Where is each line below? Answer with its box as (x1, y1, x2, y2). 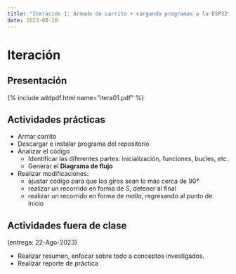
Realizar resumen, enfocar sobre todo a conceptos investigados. (17, 252, 205, 260)
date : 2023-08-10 (7, 17, 58, 24)
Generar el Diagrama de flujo (27, 162, 114, 170)
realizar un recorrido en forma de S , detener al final (27, 184, 177, 193)
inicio (27, 199, 44, 207)
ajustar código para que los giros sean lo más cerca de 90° (27, 177, 199, 186)
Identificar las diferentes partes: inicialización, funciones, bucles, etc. (27, 155, 229, 163)
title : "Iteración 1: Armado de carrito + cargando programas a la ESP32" (7, 10, 231, 18)
